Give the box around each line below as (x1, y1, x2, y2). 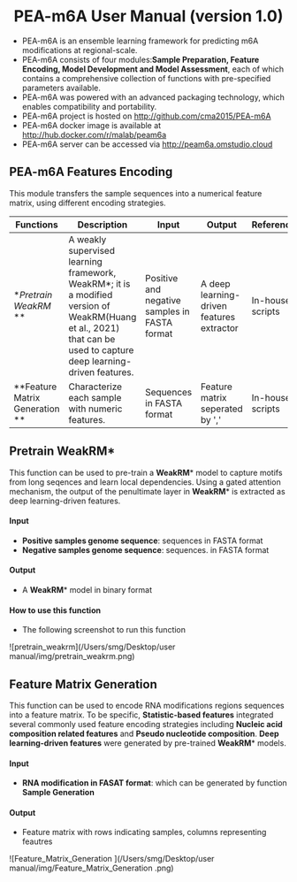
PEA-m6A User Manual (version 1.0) (13, 6, 284, 27)
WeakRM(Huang (68, 311, 137, 323)
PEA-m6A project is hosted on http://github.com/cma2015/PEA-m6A (21, 111, 271, 121)
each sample (68, 391, 122, 403)
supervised (68, 244, 115, 257)
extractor (200, 321, 239, 334)
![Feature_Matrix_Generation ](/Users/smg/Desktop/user (9, 854, 215, 864)
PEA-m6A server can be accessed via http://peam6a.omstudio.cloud (21, 139, 273, 150)
